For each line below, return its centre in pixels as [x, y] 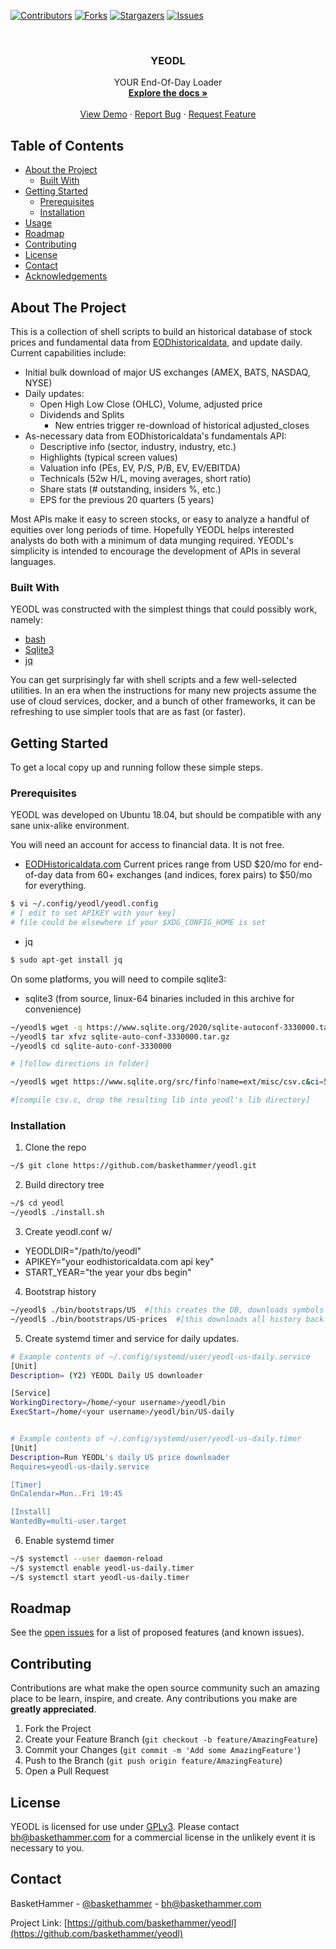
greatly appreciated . [53, 1709]
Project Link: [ [39, 1922]
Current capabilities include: [68, 352]
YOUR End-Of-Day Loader [168, 82]
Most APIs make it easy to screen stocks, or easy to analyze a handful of [160, 519]
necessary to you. [47, 1848]
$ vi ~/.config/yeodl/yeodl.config [84, 904]
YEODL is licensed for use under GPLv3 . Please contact [125, 1827]
